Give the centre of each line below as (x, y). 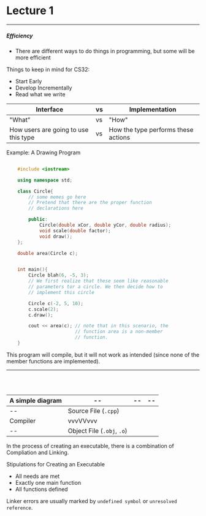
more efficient (33, 57)
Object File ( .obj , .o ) (97, 431)
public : (38, 219)
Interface (49, 109)
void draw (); (55, 237)
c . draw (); (41, 315)
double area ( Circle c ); (48, 253)
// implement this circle (62, 292)
